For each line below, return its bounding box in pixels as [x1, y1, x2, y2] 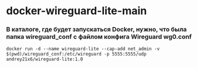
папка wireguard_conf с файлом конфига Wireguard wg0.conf [6, 33, 192, 41]
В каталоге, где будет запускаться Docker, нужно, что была [6, 25, 187, 34]
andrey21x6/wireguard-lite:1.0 [6, 56, 83, 63]
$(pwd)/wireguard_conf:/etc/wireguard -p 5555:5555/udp [6, 51, 147, 57]
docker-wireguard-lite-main [6, 4, 147, 18]
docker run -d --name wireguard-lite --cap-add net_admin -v [6, 46, 160, 52]
